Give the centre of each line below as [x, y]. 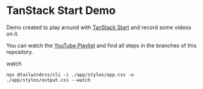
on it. [13, 33]
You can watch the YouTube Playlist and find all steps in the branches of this [101, 45]
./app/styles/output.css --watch [48, 80]
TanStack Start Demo [61, 11]
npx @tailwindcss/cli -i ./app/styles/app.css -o [70, 74]
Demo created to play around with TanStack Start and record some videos [99, 27]
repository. [20, 51]
